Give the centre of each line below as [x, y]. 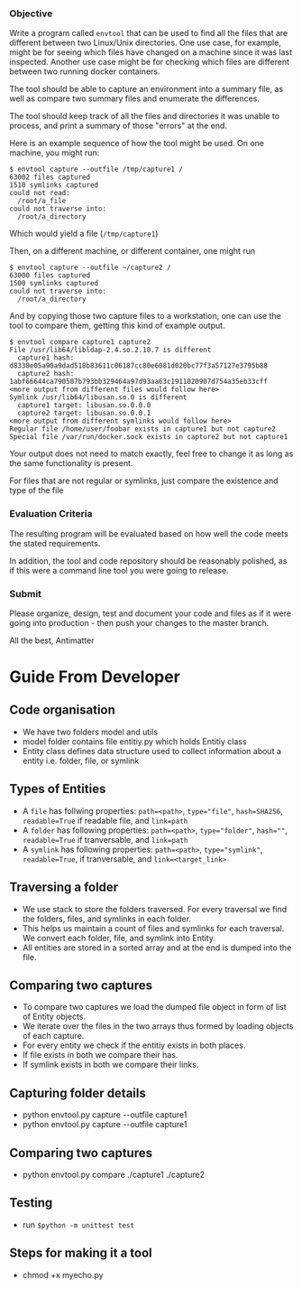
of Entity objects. [54, 1017]
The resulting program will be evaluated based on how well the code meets [149, 533]
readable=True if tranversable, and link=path [105, 839]
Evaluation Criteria [51, 514]
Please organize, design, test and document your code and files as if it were [150, 613]
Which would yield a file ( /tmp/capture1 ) [84, 234]
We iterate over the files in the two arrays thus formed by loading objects [158, 1026]
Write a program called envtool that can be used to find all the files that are [149, 33]
